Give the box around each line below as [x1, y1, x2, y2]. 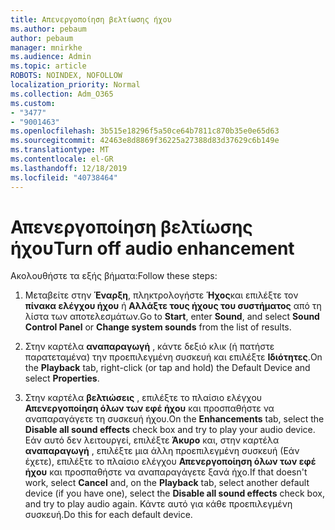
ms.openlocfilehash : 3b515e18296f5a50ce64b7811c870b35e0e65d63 [10, 126, 280, 136]
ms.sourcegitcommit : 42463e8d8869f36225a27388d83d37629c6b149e [10, 136, 280, 146]
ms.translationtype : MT [10, 145, 110, 155]
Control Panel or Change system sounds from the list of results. [24, 321, 292, 333]
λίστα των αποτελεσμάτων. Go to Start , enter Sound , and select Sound [24, 311, 320, 323]
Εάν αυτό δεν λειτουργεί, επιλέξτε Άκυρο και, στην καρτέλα [24, 434, 280, 446]
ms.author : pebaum [10, 24, 87, 34]
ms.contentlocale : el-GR [10, 154, 114, 164]
